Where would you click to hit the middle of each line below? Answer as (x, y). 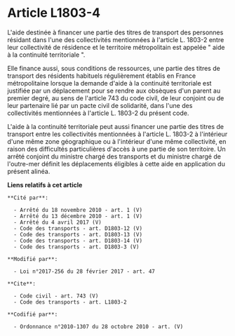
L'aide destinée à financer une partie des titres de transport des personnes (115, 32)
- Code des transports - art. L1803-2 (70, 302)
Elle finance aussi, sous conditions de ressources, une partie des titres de (114, 68)
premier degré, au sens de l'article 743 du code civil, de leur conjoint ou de (116, 98)
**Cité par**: (28, 198)
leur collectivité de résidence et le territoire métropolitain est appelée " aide (116, 47)
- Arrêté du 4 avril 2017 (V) (58, 222)
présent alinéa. (29, 171)
